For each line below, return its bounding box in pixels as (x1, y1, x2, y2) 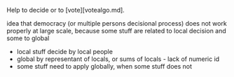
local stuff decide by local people (16, 48, 113, 55)
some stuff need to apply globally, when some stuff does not (16, 62, 193, 70)
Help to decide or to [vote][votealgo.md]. (6, 6, 125, 14)
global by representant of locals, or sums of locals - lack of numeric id (16, 55, 220, 63)
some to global (6, 34, 50, 42)
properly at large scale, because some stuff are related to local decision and (6, 27, 227, 35)
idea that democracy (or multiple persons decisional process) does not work (6, 19, 227, 27)
